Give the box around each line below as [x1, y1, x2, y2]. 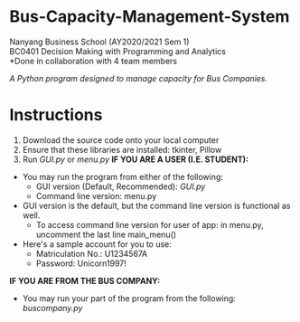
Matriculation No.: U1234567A [35, 248, 147, 259]
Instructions [9, 105, 103, 126]
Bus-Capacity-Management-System [9, 6, 290, 27]
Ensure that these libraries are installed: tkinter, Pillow [22, 144, 222, 155]
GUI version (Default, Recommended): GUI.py [35, 181, 206, 192]
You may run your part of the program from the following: [22, 292, 237, 304]
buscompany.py [22, 302, 83, 313]
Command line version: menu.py [35, 190, 157, 201]
